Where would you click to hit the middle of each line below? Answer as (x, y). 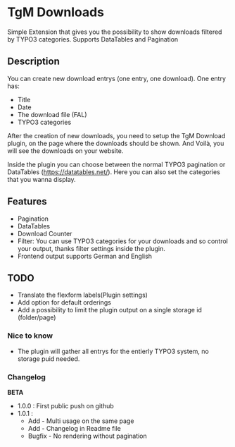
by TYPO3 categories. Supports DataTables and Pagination (93, 39)
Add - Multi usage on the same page (81, 421)
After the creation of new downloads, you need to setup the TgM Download (116, 135)
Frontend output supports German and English (85, 256)
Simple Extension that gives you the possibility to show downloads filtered (115, 32)
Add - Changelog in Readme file (75, 428)
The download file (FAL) (52, 114)
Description (33, 62)
